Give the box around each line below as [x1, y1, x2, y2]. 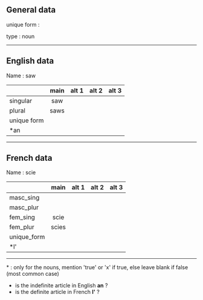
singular [9, 96, 32, 105]
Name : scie [6, 169, 36, 176]
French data [6, 153, 53, 163]
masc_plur [9, 203, 39, 212]
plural [9, 106, 26, 114]
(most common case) [6, 270, 59, 278]
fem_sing [9, 213, 35, 221]
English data [6, 56, 54, 66]
